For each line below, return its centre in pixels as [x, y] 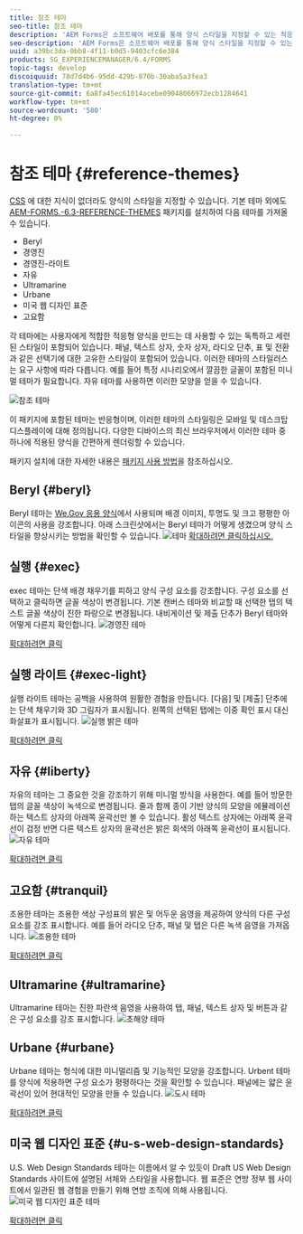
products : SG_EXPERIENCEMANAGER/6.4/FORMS [90, 60]
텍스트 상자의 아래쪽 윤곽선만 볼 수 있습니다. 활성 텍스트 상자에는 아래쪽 [151, 817]
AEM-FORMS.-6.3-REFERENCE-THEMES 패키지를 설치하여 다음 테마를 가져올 [149, 212]
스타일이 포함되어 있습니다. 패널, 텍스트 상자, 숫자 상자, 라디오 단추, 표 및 [146, 347]
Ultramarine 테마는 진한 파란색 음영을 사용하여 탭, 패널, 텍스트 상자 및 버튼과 [144, 1007]
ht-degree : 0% [36, 118]
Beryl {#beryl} [50, 490]
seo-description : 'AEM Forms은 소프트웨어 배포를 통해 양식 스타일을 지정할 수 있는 [151, 43]
